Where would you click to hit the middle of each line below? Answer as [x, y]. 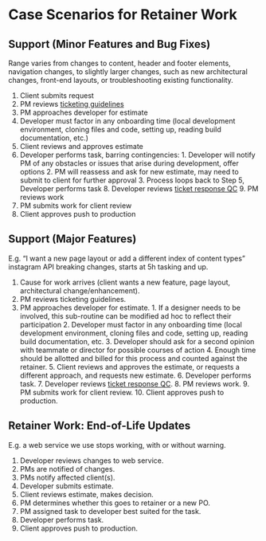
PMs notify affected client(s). [67, 477]
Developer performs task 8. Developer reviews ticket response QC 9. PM [139, 188]
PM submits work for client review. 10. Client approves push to [122, 392]
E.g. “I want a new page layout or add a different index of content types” [127, 258]
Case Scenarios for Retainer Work [123, 15]
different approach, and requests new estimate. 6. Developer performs [136, 375]
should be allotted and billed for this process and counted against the [133, 358]
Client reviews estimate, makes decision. [86, 494]
